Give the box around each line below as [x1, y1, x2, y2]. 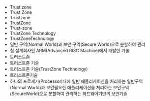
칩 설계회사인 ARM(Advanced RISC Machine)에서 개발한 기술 [9, 48, 129, 53]
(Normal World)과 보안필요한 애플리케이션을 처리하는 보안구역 [9, 85, 129, 90]
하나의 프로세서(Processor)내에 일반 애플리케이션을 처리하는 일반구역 [9, 78, 143, 84]
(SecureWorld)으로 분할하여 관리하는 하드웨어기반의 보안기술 [9, 91, 128, 97]
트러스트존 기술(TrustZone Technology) [9, 66, 88, 72]
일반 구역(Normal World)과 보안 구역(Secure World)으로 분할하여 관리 [9, 41, 146, 47]
